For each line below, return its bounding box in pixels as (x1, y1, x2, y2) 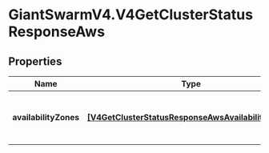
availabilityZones (12, 112, 80, 123)
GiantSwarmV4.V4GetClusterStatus (8, 6, 254, 24)
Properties (8, 54, 62, 68)
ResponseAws (8, 22, 106, 41)
